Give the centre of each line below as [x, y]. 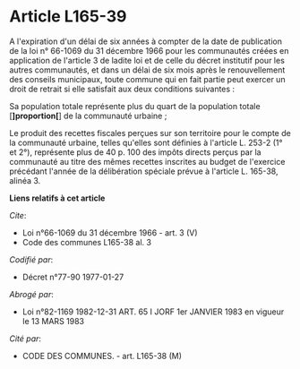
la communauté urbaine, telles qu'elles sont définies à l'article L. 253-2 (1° [146, 142]
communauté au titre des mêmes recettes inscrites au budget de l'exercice [147, 161]
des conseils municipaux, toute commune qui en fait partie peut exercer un [147, 79]
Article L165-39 [68, 17]
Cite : [18, 215]
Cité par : [26, 339]
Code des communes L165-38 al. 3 [87, 242]
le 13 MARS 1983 [53, 321]
